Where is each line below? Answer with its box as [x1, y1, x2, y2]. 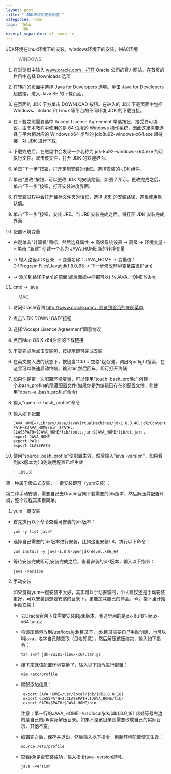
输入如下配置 [13, 411, 40, 417]
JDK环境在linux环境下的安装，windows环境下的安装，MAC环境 [6, 46, 138, 52]
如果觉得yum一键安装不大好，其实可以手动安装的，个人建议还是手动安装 [13, 589, 165, 595]
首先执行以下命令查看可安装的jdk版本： [13, 519, 96, 525]
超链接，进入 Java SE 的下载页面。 [13, 90, 87, 96]
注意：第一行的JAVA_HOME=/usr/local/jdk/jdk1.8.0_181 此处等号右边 [20, 710, 163, 716]
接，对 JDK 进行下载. [13, 138, 58, 144]
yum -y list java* [13, 529, 52, 534]
